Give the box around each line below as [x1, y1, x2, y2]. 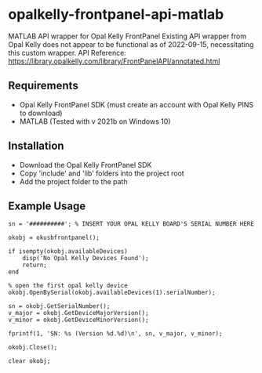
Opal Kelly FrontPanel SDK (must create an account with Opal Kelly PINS [19, 100, 254, 109]
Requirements [8, 79, 78, 92]
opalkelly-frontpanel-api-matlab [8, 5, 224, 24]
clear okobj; [8, 357, 51, 365]
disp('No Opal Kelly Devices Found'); [22, 255, 149, 263]
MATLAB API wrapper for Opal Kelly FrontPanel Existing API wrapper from [8, 31, 247, 41]
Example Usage [8, 199, 86, 212]
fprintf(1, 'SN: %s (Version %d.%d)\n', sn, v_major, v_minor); [8, 330, 223, 338]
